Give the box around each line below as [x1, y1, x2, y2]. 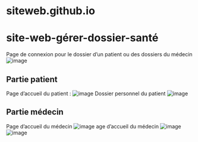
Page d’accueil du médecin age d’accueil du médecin [6, 122, 159, 130]
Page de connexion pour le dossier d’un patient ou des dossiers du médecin [6, 51, 193, 58]
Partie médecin [6, 107, 64, 117]
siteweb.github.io [6, 4, 95, 18]
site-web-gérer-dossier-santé [6, 31, 159, 45]
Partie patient [6, 74, 58, 84]
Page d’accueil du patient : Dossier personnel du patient [6, 90, 166, 97]
